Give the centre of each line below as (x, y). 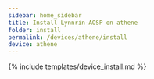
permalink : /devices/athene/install (68, 37)
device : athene (33, 45)
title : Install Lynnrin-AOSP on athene (73, 23)
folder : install (34, 30)
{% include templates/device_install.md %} (77, 66)
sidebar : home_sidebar (45, 15)
